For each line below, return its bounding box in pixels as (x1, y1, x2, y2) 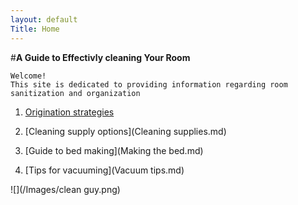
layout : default (10, 14, 78, 25)
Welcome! (10, 71, 47, 81)
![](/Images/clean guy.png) (10, 183, 121, 195)
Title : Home (10, 24, 60, 34)
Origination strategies (24, 106, 115, 118)
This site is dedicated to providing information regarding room (10, 79, 288, 90)
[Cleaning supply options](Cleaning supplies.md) (24, 125, 227, 137)
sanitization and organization (10, 88, 141, 98)
